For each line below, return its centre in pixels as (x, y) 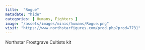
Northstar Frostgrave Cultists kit (38, 42)
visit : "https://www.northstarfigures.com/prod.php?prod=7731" (73, 28)
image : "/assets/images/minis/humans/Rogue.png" (57, 24)
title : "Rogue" (22, 10)
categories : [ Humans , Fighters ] (42, 19)
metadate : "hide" (23, 14)
